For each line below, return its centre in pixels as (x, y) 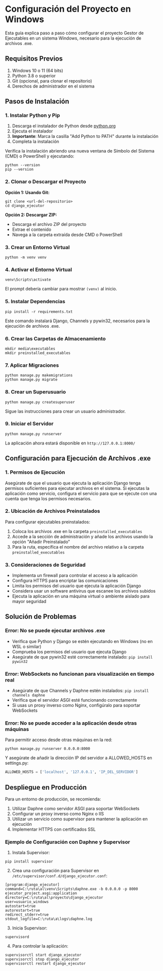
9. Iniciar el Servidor (29, 424)
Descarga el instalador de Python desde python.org (64, 126)
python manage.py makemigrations (39, 375)
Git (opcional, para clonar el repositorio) (52, 81)
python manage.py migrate (31, 380)
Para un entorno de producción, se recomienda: (53, 799)
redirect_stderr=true (27, 915)
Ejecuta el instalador (33, 131)
